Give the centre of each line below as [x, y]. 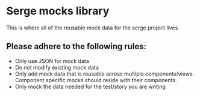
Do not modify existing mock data [57, 67]
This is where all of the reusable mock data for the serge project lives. [93, 28]
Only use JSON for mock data [52, 61]
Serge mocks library [58, 11]
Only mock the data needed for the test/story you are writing [90, 86]
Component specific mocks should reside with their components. [96, 80]
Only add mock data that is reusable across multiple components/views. [105, 74]
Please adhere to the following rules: [76, 46]
